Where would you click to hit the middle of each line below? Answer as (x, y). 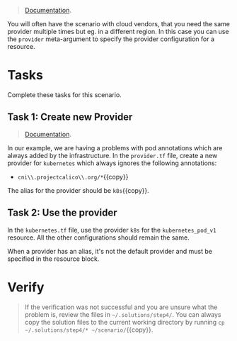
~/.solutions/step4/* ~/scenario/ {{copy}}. (89, 330)
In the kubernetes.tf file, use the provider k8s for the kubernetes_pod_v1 (112, 230)
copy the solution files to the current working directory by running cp (125, 322)
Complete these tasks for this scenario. (64, 94)
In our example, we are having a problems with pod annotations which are (115, 147)
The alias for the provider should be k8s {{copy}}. (79, 190)
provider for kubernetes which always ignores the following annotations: (112, 163)
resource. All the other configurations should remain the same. (98, 237)
